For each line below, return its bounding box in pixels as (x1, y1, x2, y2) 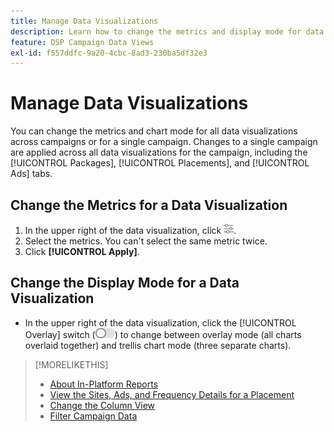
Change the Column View (49, 399, 156, 411)
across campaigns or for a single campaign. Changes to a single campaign (10, 136, 318, 148)
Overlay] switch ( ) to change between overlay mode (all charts (24, 328, 302, 340)
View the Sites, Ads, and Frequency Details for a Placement (49, 388, 295, 400)
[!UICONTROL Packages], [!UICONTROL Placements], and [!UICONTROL (10, 157, 310, 169)
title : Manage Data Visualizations (10, 16, 159, 26)
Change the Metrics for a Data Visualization (10, 196, 288, 214)
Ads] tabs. (10, 168, 53, 180)
